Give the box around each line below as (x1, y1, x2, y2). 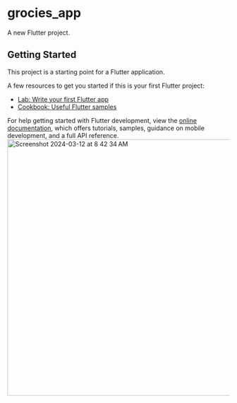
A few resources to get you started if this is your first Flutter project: (7, 81, 205, 90)
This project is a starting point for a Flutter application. (7, 67, 165, 76)
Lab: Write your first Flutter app (17, 95, 109, 103)
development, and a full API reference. (7, 131, 119, 139)
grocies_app (7, 5, 81, 21)
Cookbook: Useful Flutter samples (17, 103, 117, 111)
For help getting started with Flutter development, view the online (7, 116, 197, 124)
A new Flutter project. (7, 28, 71, 37)
